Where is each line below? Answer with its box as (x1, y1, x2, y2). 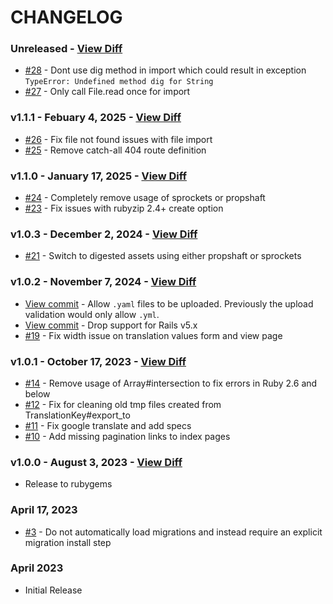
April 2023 (10, 561, 64, 575)
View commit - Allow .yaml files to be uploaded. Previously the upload (24, 297, 314, 310)
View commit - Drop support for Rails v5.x (24, 319, 198, 331)
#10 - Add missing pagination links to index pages (24, 430, 231, 442)
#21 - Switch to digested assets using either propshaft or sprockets (24, 250, 302, 262)
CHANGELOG (10, 6, 123, 29)
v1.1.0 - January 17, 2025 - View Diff (10, 169, 188, 183)
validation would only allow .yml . (24, 308, 160, 320)
